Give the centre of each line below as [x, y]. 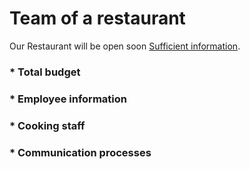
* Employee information [68, 99]
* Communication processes [80, 152]
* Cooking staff [47, 125]
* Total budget [45, 72]
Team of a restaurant [97, 18]
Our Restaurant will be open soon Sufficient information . [125, 46]
